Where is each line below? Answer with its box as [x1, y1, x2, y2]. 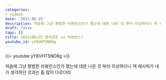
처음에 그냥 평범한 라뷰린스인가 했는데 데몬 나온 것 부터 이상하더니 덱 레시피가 [5, 63, 154, 69]
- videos [5, 12, 23, 17]
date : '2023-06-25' [5, 16, 45, 21]
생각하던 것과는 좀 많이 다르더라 [10, 69, 71, 75]
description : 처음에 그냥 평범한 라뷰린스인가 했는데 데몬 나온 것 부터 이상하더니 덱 [5, 21, 158, 26]
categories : [5, 7, 30, 12]
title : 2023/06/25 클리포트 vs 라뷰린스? [5, 35, 83, 40]
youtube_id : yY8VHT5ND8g [5, 40, 56, 44]
